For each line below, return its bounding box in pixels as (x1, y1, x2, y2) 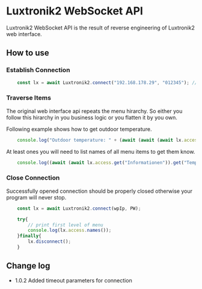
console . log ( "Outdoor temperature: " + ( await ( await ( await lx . (17, 137, 185, 143)
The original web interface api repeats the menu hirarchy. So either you (6, 107, 183, 115)
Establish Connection (6, 66, 70, 75)
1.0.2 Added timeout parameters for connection (14, 276, 132, 284)
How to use (6, 48, 49, 58)
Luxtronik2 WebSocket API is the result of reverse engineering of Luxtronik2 (6, 24, 195, 31)
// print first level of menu (28, 222, 103, 228)
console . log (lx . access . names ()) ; (28, 227, 112, 234)
